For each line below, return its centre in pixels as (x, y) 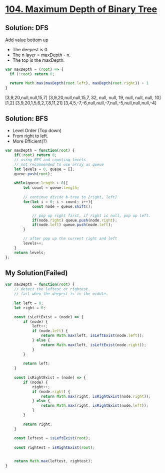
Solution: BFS (27, 118)
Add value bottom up (27, 40)
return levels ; (30, 253)
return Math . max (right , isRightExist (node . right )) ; (96, 396)
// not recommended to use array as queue (59, 164)
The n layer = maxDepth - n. (41, 55)
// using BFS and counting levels (50, 160)
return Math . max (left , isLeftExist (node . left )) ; (92, 336)
